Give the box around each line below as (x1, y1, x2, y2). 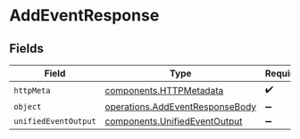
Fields (9, 41, 45, 56)
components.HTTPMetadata (104, 84, 224, 96)
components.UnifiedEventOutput (104, 115, 243, 127)
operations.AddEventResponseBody (104, 101, 257, 112)
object (13, 102, 42, 111)
